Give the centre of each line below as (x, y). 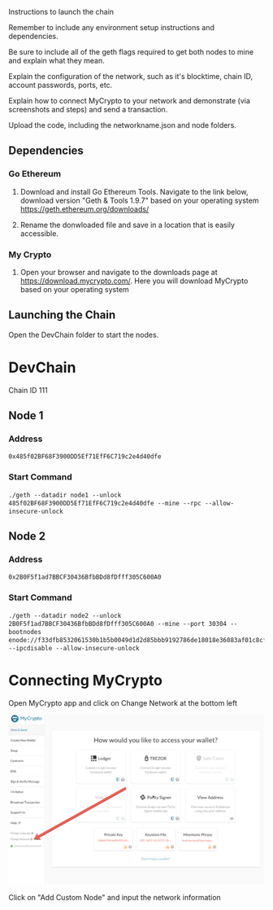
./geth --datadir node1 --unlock (65, 495)
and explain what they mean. (56, 61)
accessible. (39, 233)
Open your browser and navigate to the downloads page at (119, 272)
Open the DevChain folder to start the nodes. (84, 335)
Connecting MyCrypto (85, 680)
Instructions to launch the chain (61, 12)
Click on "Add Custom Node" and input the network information (115, 897)
